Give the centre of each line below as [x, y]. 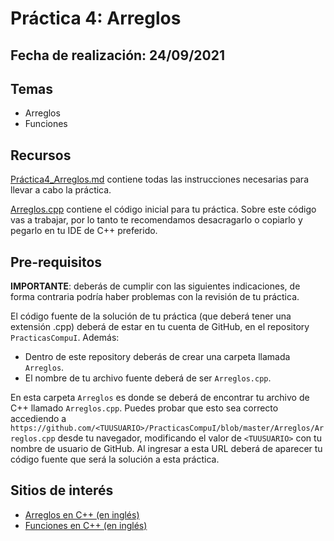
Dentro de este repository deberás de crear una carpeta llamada [157, 357]
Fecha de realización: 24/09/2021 [117, 55]
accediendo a [38, 419]
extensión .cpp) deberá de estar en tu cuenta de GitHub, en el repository [160, 327]
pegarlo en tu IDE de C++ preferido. [84, 231]
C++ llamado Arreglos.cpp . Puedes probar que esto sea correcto [144, 408]
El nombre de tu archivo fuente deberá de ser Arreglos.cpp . [148, 378]
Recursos [41, 155]
